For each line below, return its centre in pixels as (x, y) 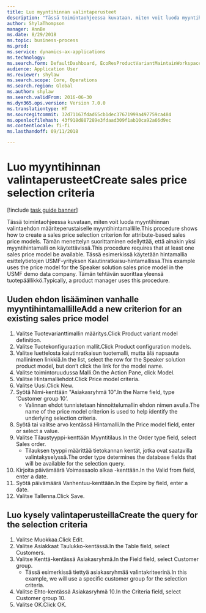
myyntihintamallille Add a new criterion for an (94, 309)
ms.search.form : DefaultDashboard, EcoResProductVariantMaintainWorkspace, (105, 63)
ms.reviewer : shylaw (33, 75)
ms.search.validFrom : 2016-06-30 (50, 97)
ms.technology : (26, 58)
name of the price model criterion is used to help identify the (101, 411)
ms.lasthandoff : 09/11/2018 (43, 132)
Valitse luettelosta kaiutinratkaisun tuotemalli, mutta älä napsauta (97, 353)
